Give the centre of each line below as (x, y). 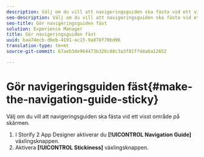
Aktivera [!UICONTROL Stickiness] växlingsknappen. (82, 147)
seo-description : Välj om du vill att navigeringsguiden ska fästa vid (99, 18)
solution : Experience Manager (45, 29)
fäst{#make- (160, 86)
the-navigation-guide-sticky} (83, 99)
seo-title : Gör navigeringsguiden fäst (57, 23)
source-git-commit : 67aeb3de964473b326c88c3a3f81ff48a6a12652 (87, 52)
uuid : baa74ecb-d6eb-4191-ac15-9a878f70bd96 (63, 40)
